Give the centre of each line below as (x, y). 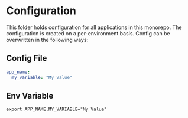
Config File (27, 58)
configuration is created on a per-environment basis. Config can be (88, 33)
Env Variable (30, 96)
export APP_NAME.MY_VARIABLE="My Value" (57, 109)
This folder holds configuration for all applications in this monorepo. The (94, 27)
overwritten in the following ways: (47, 40)
